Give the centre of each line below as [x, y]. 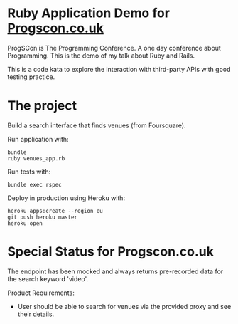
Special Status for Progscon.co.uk [111, 252]
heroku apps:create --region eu [55, 211]
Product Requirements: [41, 293]
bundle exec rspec [34, 184]
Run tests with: [29, 172]
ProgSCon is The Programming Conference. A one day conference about [114, 48]
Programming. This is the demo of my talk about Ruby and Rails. [101, 56]
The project [42, 106]
